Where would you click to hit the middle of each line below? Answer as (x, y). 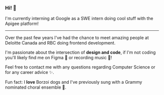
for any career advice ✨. (30, 72)
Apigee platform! (22, 24)
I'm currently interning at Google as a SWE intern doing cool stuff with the (79, 19)
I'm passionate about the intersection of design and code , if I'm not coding (81, 52)
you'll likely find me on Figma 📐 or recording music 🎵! (59, 58)
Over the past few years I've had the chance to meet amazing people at (77, 38)
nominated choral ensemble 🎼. (36, 87)
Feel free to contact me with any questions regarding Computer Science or (80, 67)
